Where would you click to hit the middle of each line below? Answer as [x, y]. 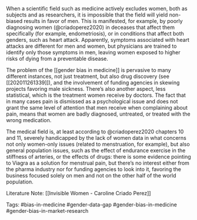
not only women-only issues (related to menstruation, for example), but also [98, 144]
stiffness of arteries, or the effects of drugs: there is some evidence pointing [98, 157]
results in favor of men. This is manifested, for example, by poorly [103, 21]
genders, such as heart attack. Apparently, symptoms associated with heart [98, 40]
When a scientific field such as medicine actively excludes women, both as [97, 9]
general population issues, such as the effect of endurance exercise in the [96, 150]
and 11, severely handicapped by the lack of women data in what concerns [96, 138]
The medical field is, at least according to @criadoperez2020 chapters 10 [95, 132]
